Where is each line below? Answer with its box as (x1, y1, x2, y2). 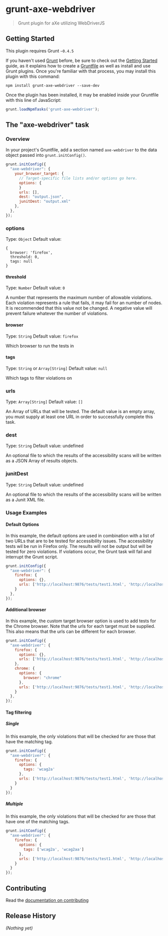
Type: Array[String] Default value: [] (5, 399, 83, 405)
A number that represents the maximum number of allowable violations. (5, 295, 153, 301)
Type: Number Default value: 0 (5, 285, 65, 291)
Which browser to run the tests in (5, 343, 74, 349)
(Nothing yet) (5, 925, 33, 931)
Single (5, 721, 19, 727)
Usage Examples (5, 509, 47, 516)
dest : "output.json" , (18, 194, 64, 199)
